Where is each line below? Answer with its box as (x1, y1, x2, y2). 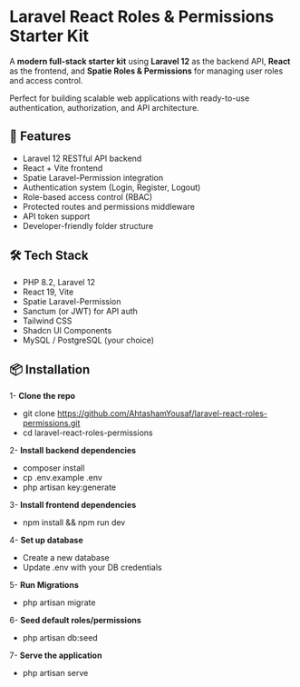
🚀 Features (9, 129, 72, 144)
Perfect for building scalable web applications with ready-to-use (9, 93, 250, 104)
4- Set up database (9, 534, 83, 546)
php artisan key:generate (22, 482, 117, 493)
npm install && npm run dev (22, 517, 126, 528)
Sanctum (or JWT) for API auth (22, 305, 139, 316)
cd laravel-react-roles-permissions (22, 427, 153, 438)
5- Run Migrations (9, 580, 80, 591)
